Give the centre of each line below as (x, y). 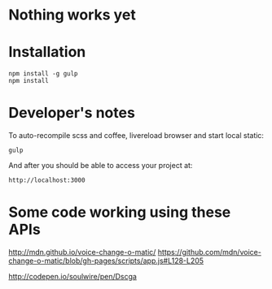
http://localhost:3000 (47, 180)
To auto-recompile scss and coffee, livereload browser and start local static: (136, 136)
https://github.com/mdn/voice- (210, 252)
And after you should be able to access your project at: (101, 166)
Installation (47, 52)
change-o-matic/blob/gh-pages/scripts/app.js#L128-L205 (106, 261)
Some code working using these (120, 212)
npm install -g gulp (44, 74)
